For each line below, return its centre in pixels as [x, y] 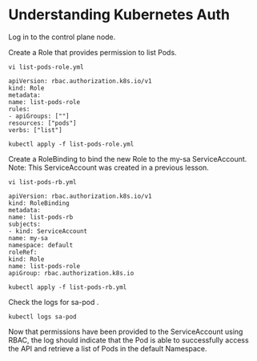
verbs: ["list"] [35, 130]
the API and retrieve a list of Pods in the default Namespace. [108, 348]
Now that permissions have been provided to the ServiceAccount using [126, 331]
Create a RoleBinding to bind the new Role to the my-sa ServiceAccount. [128, 158]
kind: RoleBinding [39, 203]
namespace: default [41, 245]
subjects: [25, 224]
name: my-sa [28, 238]
